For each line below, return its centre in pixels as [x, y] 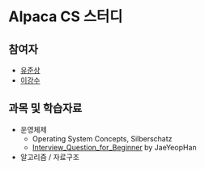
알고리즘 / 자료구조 [49, 157]
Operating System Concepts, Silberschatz [102, 138]
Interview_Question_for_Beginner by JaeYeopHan [114, 147]
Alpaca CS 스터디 [66, 17]
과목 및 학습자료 [45, 108]
